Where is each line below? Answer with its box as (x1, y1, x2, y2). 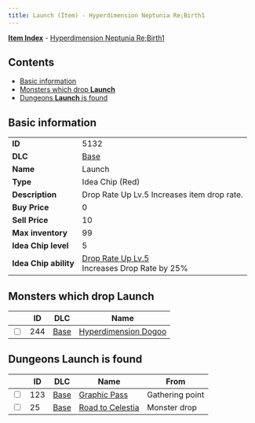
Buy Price (12, 202, 49, 213)
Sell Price (12, 215, 49, 226)
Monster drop (146, 402, 198, 413)
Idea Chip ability (12, 258, 75, 269)
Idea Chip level (12, 240, 69, 251)
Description (12, 189, 57, 200)
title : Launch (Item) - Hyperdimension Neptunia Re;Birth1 (8, 11, 206, 20)
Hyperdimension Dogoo (78, 326, 167, 337)
